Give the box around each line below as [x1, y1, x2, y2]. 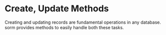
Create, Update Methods [4, 3, 109, 14]
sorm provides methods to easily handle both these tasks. [4, 24, 124, 30]
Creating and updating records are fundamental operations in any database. [4, 19, 161, 25]
